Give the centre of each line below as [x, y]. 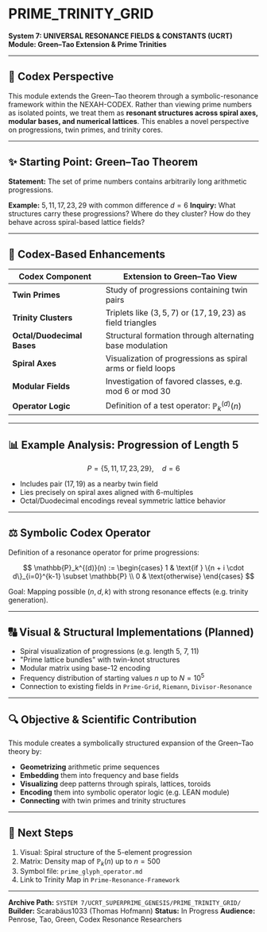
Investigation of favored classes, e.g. [174, 381]
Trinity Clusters [43, 318]
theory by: [25, 751]
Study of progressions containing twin [176, 290]
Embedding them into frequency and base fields [99, 775]
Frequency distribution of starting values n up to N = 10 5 [112, 677]
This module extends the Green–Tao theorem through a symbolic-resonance [133, 95]
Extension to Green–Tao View [180, 277]
